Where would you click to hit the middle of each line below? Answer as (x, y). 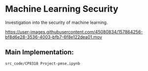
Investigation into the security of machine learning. (57, 22)
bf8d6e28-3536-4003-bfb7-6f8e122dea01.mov (54, 37)
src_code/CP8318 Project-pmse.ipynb (43, 63)
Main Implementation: (40, 52)
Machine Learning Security (62, 9)
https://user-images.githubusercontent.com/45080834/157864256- (74, 32)
